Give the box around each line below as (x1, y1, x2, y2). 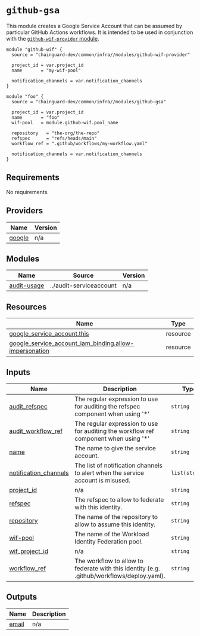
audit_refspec (9, 403, 48, 410)
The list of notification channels (74, 462, 162, 469)
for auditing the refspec (74, 403, 140, 410)
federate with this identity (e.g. (74, 564, 161, 572)
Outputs (6, 592, 37, 602)
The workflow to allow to (74, 557, 144, 565)
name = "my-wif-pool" (11, 67, 82, 73)
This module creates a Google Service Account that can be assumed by (6, 22, 183, 29)
